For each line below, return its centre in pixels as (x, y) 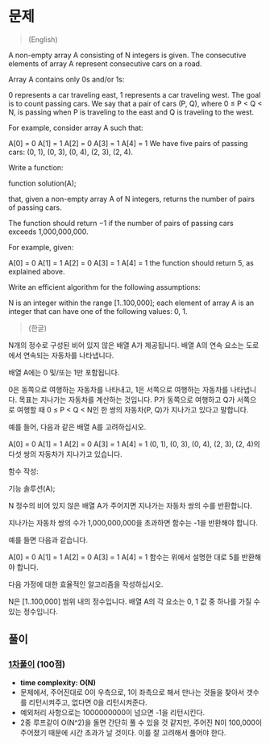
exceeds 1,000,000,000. (48, 232)
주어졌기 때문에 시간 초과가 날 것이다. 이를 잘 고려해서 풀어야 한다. (123, 732)
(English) (43, 39)
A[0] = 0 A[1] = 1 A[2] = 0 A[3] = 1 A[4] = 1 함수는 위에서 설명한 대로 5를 (124, 557)
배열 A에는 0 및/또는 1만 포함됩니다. (64, 372)
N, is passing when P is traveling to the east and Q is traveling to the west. (131, 112)
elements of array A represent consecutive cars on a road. (105, 63)
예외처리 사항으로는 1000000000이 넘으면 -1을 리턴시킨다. (112, 712)
